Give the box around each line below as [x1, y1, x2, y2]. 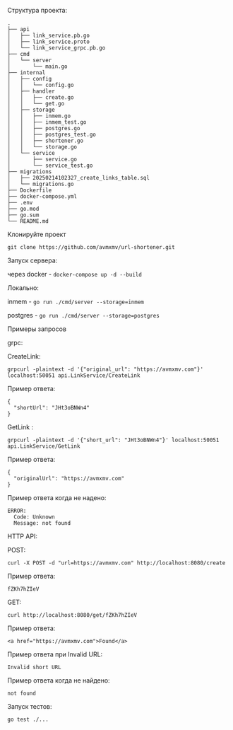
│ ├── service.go [7, 156, 78, 163]
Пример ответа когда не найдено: [7, 676, 111, 685]
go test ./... [7, 716, 49, 723]
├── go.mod [7, 205, 40, 212]
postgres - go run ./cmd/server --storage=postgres [7, 311, 160, 319]
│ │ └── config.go [7, 81, 74, 88]
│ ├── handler [7, 88, 55, 95]
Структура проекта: [7, 6, 68, 14]
